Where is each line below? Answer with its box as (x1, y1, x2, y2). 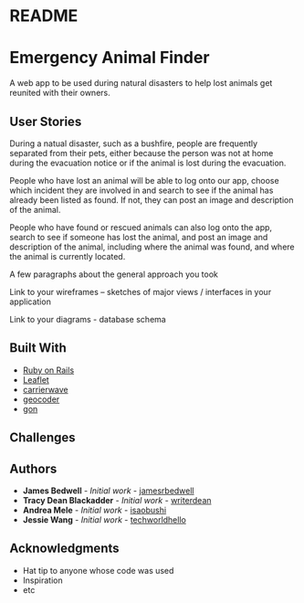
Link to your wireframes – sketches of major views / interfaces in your (9, 286, 272, 297)
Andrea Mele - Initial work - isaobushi (22, 504, 167, 515)
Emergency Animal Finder (9, 48, 210, 69)
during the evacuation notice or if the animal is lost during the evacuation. (9, 157, 287, 168)
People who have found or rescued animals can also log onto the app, (9, 221, 272, 233)
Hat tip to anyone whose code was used (22, 565, 174, 576)
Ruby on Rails (22, 365, 75, 376)
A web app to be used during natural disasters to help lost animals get (9, 78, 273, 89)
